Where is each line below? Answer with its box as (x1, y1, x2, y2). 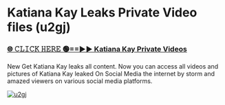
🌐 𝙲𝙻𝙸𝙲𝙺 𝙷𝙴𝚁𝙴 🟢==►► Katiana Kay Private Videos (7, 45, 187, 54)
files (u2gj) (7, 19, 71, 35)
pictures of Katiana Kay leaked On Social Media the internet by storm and (7, 70, 215, 78)
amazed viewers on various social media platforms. (7, 77, 153, 85)
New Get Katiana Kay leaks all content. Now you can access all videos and (7, 62, 219, 71)
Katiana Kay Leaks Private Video (7, 5, 197, 21)
